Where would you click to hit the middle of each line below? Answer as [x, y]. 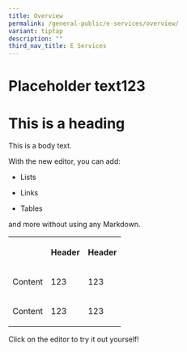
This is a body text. [40, 146]
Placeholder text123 [77, 86]
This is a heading [67, 123]
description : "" [36, 39]
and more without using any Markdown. [74, 225]
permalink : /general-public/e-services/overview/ [94, 24]
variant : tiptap [36, 31]
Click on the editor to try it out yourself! [74, 339]
